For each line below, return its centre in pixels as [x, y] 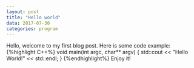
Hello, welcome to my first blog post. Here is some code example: [89, 46]
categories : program [32, 29]
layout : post [23, 12]
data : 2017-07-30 [28, 23]
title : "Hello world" [34, 17]
